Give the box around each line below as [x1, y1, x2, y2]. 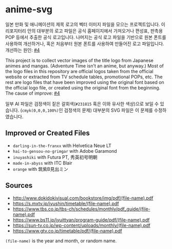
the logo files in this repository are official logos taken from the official [5, 68, 154, 74]
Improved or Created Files [5, 129, 90, 137]
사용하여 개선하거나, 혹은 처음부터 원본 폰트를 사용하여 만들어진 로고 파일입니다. [5, 40, 164, 47]
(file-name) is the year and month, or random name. [5, 238, 117, 244]
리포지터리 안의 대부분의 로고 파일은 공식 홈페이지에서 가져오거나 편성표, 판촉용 [5, 27, 163, 34]
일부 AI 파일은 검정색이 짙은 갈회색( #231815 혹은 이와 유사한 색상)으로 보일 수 [5, 100, 159, 106]
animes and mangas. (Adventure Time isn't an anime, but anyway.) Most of [5, 63, 164, 69]
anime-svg [5, 4, 53, 15]
